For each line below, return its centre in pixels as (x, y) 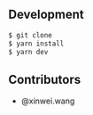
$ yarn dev (28, 52)
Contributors (45, 79)
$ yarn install (36, 44)
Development (46, 15)
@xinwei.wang (48, 101)
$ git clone (30, 35)
